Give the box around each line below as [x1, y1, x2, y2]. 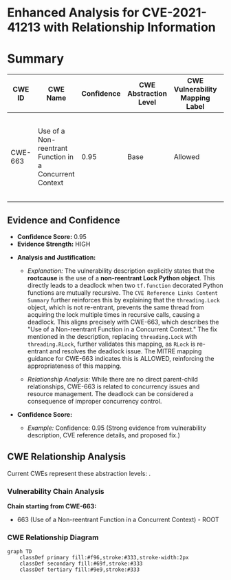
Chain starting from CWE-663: [7, 502, 97, 510]
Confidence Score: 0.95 [16, 232, 87, 240]
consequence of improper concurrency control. [27, 397, 162, 405]
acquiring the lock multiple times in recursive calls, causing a [27, 310, 201, 318]
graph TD [7, 548, 32, 555]
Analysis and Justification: [16, 253, 96, 261]
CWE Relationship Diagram [7, 532, 99, 542]
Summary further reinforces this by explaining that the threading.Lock [27, 296, 220, 304]
